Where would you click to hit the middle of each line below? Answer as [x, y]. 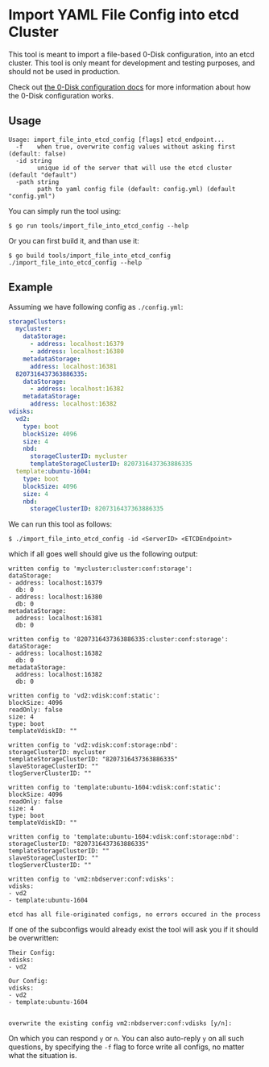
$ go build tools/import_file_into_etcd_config [90, 256]
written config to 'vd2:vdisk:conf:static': [84, 696]
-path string [37, 182]
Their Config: [32, 953]
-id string [34, 160]
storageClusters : [37, 321]
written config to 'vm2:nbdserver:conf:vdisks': [91, 879]
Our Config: [28, 982]
